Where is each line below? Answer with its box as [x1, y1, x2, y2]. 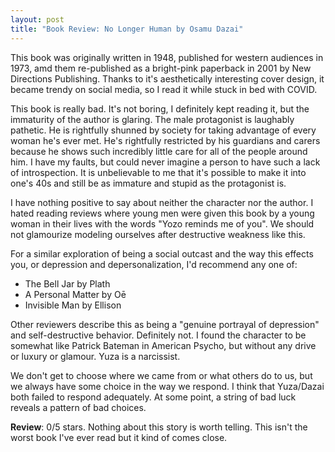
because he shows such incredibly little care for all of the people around [10, 145, 308, 157]
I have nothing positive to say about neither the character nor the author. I [10, 196, 314, 208]
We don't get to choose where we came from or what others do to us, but [10, 369, 313, 381]
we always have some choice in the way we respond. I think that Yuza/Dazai [10, 380, 325, 392]
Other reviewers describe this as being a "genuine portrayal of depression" [10, 318, 320, 330]
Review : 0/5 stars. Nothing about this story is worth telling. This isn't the [10, 421, 308, 433]
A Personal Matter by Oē [24, 288, 127, 300]
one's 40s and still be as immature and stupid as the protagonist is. [10, 177, 287, 189]
